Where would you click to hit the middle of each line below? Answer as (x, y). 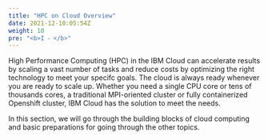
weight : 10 (26, 30)
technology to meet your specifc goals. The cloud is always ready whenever (134, 78)
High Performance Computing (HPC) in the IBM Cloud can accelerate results (134, 61)
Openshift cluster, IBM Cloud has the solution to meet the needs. (115, 103)
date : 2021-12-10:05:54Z (50, 23)
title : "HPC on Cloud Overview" (62, 16)
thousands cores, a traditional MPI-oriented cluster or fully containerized (128, 95)
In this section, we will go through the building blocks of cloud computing (129, 119)
